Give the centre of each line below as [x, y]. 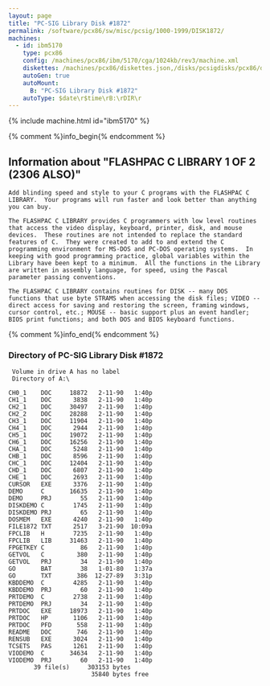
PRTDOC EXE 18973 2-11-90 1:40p [80, 611]
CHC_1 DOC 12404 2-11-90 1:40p [80, 463]
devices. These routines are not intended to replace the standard [125, 235]
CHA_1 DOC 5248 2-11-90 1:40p [80, 450]
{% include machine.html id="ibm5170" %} [79, 121]
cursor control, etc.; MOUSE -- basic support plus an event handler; [129, 313]
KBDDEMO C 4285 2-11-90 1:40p [80, 583]
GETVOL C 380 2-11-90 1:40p [80, 555]
